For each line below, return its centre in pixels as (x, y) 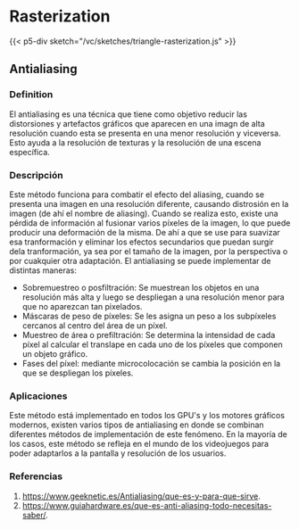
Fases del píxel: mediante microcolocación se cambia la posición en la (151, 363)
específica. (30, 152)
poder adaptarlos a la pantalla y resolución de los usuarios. (118, 453)
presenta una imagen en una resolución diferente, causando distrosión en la (149, 203)
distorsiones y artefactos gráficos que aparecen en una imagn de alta (137, 123)
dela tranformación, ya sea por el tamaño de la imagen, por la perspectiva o (149, 251)
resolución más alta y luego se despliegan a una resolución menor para (153, 297)
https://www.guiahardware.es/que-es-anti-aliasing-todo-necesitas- (147, 505)
